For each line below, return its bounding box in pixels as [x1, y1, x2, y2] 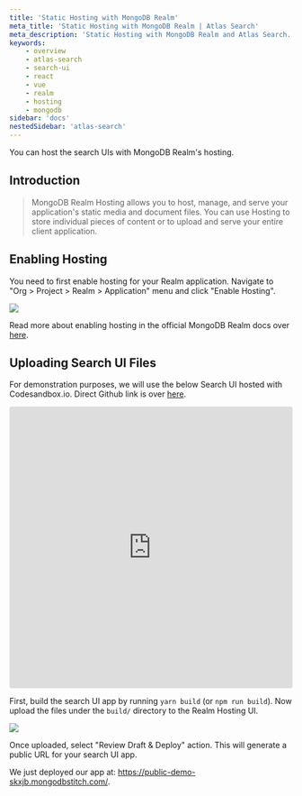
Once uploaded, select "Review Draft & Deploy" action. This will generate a [9, 740, 288, 751]
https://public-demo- [118, 767, 196, 778]
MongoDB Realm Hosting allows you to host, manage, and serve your [31, 197, 289, 207]
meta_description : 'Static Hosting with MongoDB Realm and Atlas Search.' [9, 30, 296, 39]
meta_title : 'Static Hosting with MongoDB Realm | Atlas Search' [9, 22, 259, 31]
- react [25, 72, 54, 81]
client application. [31, 225, 97, 236]
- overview [25, 47, 67, 56]
